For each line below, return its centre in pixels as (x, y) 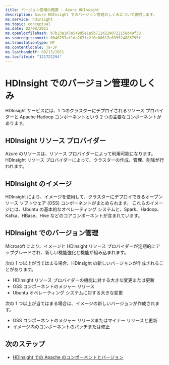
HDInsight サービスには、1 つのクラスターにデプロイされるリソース (75, 111)
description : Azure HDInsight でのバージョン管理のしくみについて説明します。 (81, 15)
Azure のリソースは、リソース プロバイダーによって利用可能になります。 (80, 154)
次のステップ (25, 344)
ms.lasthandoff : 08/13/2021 (35, 52)
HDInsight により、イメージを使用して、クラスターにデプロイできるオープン (84, 196)
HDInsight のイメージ (39, 184)
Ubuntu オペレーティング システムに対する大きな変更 (68, 293)
